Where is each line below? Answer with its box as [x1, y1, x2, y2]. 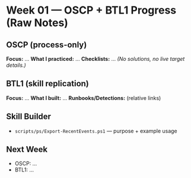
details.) [6, 62, 26, 69]
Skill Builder [6, 112, 52, 122]
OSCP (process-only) [6, 40, 87, 50]
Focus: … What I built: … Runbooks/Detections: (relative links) [6, 94, 161, 101]
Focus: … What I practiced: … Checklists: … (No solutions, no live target [6, 56, 185, 62]
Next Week [6, 144, 48, 154]
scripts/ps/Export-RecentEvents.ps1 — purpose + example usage [14, 127, 178, 134]
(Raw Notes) [6, 16, 68, 30]
